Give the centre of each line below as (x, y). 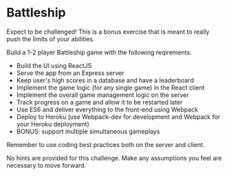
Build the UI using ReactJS (54, 65)
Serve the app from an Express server (70, 73)
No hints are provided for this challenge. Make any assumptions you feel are (114, 158)
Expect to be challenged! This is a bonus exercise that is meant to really (108, 32)
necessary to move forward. (46, 165)
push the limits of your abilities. (51, 38)
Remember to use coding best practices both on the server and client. (106, 144)
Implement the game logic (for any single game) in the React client (110, 87)
